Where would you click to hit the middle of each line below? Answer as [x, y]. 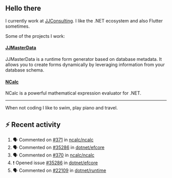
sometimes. [18, 26]
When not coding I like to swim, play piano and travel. [62, 108]
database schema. [25, 70]
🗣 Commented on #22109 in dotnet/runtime [59, 170]
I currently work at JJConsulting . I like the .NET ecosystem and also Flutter [84, 20]
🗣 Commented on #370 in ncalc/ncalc [53, 155]
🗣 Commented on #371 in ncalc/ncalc [53, 140]
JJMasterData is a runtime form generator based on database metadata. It [84, 59]
